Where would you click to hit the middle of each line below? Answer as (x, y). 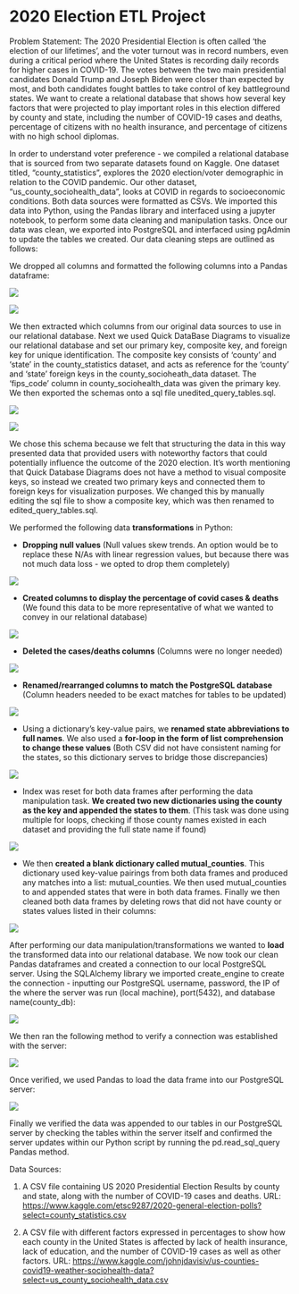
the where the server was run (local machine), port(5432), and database (142, 992)
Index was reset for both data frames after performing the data (137, 791)
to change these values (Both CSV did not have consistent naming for (151, 748)
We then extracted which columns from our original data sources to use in (145, 326)
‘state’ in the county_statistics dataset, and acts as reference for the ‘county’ (149, 364)
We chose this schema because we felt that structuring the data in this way (147, 444)
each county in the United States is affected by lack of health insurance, (155, 1241)
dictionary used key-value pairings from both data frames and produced (155, 873)
